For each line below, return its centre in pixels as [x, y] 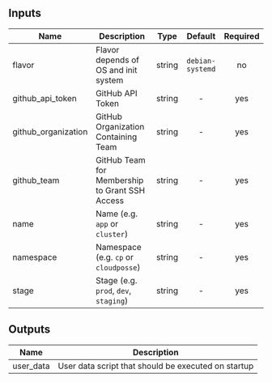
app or [107, 223]
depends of [118, 60]
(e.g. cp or [115, 257]
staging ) [112, 300]
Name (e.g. [117, 214]
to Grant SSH [121, 190]
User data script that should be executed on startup [156, 366]
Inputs [25, 13]
